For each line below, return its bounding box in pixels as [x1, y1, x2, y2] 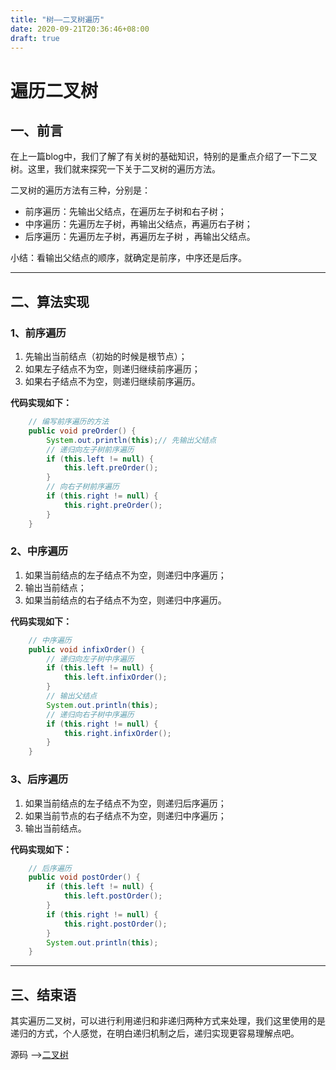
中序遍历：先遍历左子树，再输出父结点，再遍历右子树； [24, 218, 253, 230]
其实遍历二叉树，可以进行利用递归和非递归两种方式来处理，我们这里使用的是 [10, 1015, 326, 1027]
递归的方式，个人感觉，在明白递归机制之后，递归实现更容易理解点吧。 [10, 1027, 300, 1040]
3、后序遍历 [10, 772, 69, 786]
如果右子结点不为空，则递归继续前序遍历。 [24, 376, 201, 388]
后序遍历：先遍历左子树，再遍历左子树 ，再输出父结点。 [24, 231, 256, 243]
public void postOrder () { [28, 872, 141, 883]
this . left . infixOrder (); [63, 672, 168, 683]
